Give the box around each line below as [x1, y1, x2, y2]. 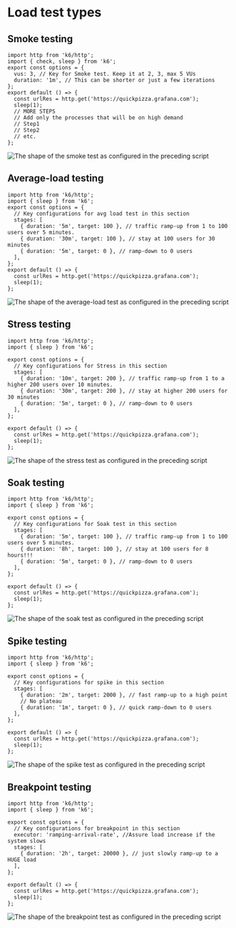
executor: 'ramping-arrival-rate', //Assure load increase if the [14, 832, 215, 839]
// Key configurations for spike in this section [14, 679, 164, 687]
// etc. [14, 133, 37, 140]
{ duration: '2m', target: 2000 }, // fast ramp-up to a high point [20, 692, 228, 699]
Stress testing [7, 319, 71, 331]
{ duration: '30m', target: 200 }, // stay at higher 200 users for [20, 387, 228, 394]
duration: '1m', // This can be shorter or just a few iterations [14, 76, 215, 84]
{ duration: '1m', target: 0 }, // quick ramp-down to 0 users [20, 704, 212, 712]
